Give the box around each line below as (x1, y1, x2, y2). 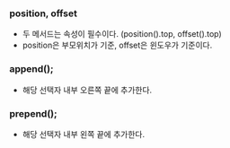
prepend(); (9, 107, 57, 119)
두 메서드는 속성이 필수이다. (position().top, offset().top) (22, 29, 222, 39)
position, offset (9, 7, 78, 20)
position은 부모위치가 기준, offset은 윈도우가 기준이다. (22, 39, 213, 51)
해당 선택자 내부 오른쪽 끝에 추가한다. (22, 84, 153, 95)
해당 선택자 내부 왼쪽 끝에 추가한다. (22, 128, 146, 139)
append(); (9, 63, 54, 75)
